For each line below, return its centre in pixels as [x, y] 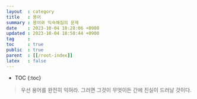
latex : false [26, 61]
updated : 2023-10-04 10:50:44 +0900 [53, 34]
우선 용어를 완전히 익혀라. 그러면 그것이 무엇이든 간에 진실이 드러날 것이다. [106, 90]
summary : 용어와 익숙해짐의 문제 [42, 22]
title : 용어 [24, 17]
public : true [25, 50]
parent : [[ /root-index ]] [39, 55]
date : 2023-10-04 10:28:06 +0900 [53, 28]
